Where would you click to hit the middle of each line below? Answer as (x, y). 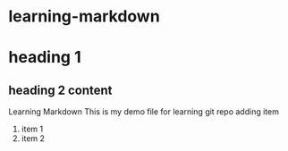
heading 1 (45, 58)
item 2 (33, 138)
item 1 (32, 129)
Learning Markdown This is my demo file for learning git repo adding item (144, 112)
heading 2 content (60, 90)
